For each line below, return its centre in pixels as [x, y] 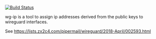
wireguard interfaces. [26, 22]
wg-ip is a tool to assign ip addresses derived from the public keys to [74, 17]
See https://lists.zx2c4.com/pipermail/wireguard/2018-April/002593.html [78, 31]
